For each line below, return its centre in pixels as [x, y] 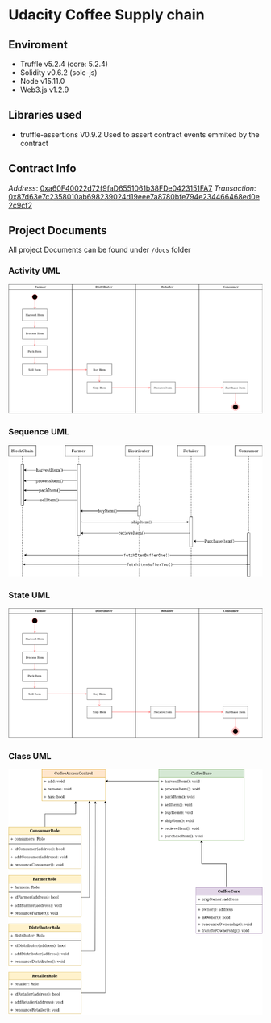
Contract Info [42, 168]
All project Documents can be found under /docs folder [100, 250]
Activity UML [34, 270]
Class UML [30, 757]
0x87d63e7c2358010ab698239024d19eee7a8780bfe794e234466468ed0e [134, 196]
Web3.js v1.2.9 [44, 90]
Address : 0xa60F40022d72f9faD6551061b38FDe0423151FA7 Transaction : [132, 188]
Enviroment [38, 45]
